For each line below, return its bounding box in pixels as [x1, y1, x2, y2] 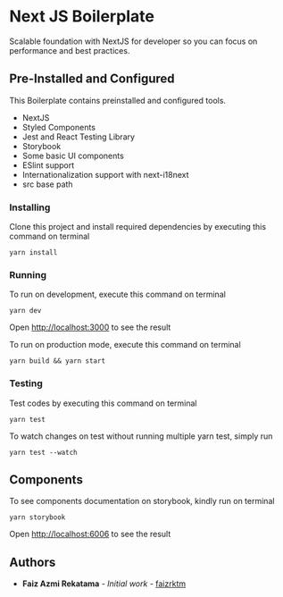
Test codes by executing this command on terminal [9, 398, 197, 408]
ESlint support [21, 159, 75, 171]
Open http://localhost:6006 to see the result [9, 529, 171, 540]
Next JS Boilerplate [9, 6, 154, 27]
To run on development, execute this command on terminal [9, 289, 226, 300]
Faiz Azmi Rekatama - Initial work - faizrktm [21, 578, 186, 589]
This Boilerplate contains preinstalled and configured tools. [9, 95, 226, 105]
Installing [9, 201, 51, 214]
